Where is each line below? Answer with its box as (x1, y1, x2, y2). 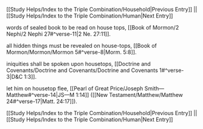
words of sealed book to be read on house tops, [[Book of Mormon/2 (6, 24, 179, 31)
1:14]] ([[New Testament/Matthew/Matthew (75, 91, 184, 98)
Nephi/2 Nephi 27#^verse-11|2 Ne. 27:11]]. (6, 30, 111, 38)
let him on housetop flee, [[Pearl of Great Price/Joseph (6, 85, 143, 92)
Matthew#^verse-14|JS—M (6, 91, 75, 98)
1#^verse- (159, 67, 184, 74)
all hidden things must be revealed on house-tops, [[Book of (6, 42, 157, 49)
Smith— (144, 85, 165, 92)
